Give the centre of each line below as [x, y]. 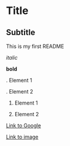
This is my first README [35, 46]
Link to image [22, 137]
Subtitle [21, 32]
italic [12, 58]
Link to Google [24, 126]
